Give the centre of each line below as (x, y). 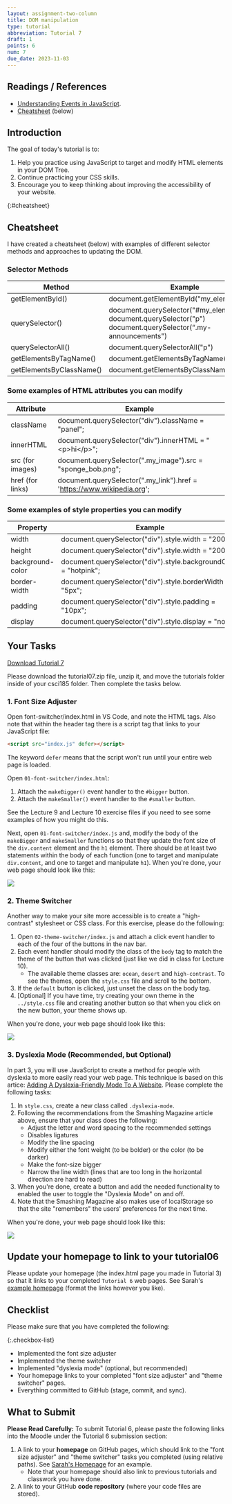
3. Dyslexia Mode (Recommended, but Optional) (89, 1055)
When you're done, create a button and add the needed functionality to (118, 1187)
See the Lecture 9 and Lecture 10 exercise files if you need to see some (109, 812)
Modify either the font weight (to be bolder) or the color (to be (115, 1149)
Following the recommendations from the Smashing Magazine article (115, 1112)
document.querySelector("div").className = (131, 420)
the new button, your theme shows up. (72, 1011)
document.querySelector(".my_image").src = (130, 460)
